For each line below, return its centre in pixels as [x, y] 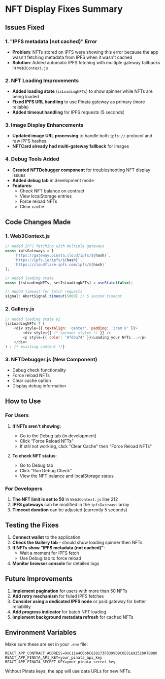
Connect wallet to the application [46, 537]
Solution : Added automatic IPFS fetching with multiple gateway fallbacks [86, 62]
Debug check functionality [39, 370]
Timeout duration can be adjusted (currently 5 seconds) [70, 510]
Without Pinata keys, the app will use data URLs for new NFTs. [68, 671]
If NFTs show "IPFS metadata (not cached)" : [58, 547]
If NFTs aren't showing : [36, 426]
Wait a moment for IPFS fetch [49, 553]
